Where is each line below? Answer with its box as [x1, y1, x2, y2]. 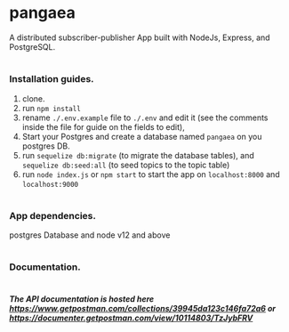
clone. [21, 93, 46, 104]
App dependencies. [9, 209, 96, 222]
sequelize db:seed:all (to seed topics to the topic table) [21, 159, 230, 170]
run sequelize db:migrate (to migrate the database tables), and [21, 150, 255, 160]
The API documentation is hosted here [9, 294, 155, 304]
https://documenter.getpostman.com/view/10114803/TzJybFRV [9, 312, 253, 323]
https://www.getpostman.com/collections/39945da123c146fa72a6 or [9, 304, 277, 314]
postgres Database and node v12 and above [9, 230, 171, 240]
